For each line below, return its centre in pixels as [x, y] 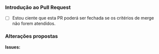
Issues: [13, 47]
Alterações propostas [31, 36]
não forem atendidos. [34, 24]
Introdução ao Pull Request [38, 7]
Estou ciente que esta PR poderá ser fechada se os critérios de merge [83, 18]
